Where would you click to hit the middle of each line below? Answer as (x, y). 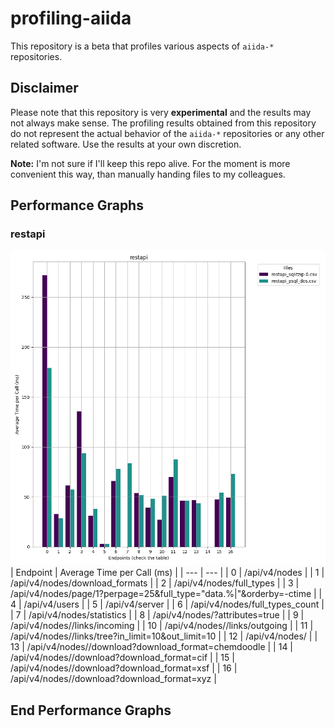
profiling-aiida (71, 18)
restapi (28, 234)
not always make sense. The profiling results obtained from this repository (163, 123)
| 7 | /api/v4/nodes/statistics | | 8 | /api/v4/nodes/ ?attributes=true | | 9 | (157, 615)
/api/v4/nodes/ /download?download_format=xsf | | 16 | (124, 668)
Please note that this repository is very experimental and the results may (161, 112)
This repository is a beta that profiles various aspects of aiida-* (142, 46)
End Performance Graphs (91, 710)
